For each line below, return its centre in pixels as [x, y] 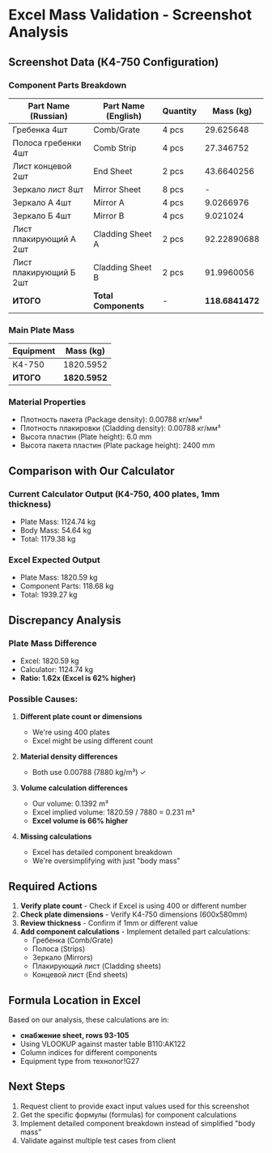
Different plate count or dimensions [81, 717]
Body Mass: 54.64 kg [55, 530]
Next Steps [37, 1087]
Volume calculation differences [74, 788]
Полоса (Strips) [59, 949]
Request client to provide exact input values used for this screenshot [134, 1106]
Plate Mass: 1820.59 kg [59, 577]
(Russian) [49, 116]
